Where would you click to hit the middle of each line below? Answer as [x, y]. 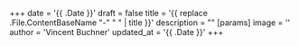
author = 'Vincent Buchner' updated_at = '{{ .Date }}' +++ [117, 32]
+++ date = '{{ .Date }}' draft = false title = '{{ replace [108, 13]
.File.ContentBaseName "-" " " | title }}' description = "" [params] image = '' [150, 23]
